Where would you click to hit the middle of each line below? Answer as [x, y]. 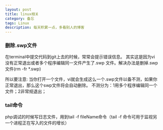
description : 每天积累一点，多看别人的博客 [45, 28]
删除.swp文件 [21, 46]
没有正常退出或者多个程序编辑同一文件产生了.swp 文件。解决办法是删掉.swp [81, 63]
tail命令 [14, 105]
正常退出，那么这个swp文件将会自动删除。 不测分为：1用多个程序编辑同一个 [81, 85]
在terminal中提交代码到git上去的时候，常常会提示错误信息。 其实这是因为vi [80, 57]
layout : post [18, 9]
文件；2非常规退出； [26, 91]
